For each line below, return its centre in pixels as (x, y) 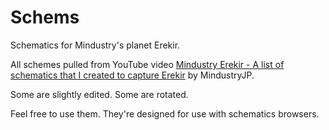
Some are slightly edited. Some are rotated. (99, 94)
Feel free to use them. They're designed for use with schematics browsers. (165, 113)
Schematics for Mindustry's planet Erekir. (95, 45)
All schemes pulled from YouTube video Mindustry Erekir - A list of (147, 64)
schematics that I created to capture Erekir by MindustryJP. (132, 75)
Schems (45, 17)
